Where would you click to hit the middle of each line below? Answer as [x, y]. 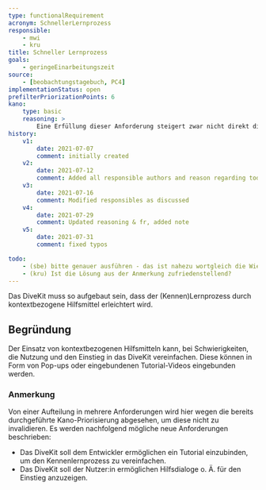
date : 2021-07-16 [65, 193]
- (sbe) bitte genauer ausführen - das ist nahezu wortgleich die [134, 266]
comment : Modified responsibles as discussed [113, 200]
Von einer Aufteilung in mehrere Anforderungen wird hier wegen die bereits [131, 412]
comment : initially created [83, 156]
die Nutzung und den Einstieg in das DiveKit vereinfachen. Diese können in [130, 357]
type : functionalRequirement [56, 15]
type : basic [42, 112]
